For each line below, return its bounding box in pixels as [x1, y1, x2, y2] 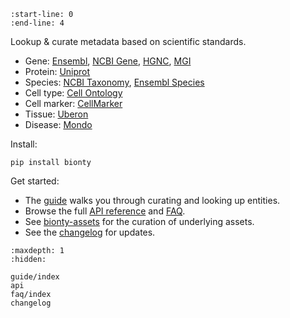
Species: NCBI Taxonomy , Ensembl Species [24, 76, 205, 88]
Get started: [10, 175, 60, 187]
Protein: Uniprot [24, 66, 91, 77]
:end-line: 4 [10, 18, 65, 28]
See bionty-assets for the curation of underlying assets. [24, 216, 255, 227]
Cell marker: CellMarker [24, 98, 123, 109]
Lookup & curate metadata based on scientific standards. [10, 36, 247, 47]
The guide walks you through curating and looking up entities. [24, 195, 281, 206]
